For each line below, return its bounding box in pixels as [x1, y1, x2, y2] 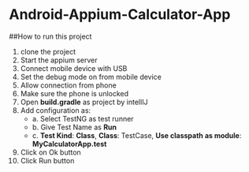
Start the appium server [20, 55, 98, 65]
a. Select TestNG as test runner [32, 114, 134, 123]
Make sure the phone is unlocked [20, 88, 129, 98]
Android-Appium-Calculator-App [9, 6, 231, 24]
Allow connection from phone [20, 80, 117, 90]
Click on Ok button [20, 148, 81, 157]
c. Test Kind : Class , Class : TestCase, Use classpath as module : [32, 130, 242, 140]
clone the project [20, 47, 76, 56]
